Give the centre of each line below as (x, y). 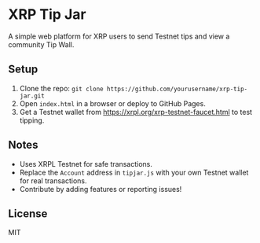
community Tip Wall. (41, 44)
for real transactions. (53, 180)
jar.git (32, 96)
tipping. (32, 120)
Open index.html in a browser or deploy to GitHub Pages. (112, 103)
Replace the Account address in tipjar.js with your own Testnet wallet (134, 172)
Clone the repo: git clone (61, 88)
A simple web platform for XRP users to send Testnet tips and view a (119, 36)
